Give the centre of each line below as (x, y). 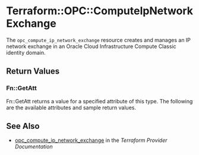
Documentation (34, 147)
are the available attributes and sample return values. (71, 107)
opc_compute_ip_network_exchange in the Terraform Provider (91, 140)
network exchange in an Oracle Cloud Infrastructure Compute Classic (91, 46)
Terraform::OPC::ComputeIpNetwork (99, 11)
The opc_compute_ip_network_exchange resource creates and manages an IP (99, 40)
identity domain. (26, 52)
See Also (23, 126)
